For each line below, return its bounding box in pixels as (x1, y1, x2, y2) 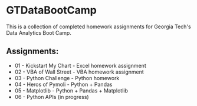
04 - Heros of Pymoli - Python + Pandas (14, 81, 113, 88)
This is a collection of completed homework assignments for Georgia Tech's (6, 23, 191, 30)
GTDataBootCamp (6, 4, 97, 17)
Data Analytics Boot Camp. (6, 29, 72, 36)
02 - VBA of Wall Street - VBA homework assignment (14, 68, 145, 75)
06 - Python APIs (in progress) (14, 93, 90, 100)
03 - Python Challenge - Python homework (14, 74, 120, 81)
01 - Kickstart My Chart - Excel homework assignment (14, 62, 146, 69)
